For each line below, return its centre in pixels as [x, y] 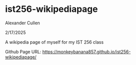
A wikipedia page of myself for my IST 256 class [54, 42]
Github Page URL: [23, 52]
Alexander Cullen [23, 23]
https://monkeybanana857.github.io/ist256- [87, 52]
